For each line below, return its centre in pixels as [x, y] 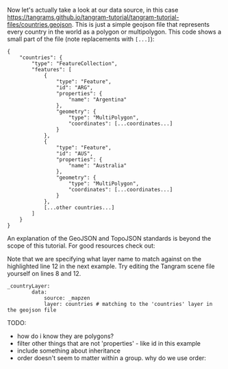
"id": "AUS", [75, 154]
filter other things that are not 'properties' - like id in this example [109, 343]
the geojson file [32, 310]
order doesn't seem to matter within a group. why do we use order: [112, 358]
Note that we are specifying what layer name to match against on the [104, 259]
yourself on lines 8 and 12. [44, 273]
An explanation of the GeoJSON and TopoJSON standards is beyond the [109, 238]
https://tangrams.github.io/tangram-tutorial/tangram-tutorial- [93, 17]
